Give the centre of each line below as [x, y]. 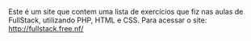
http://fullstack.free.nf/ [46, 29]
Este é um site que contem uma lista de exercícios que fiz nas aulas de [126, 12]
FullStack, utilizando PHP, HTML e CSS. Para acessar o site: [108, 20]
